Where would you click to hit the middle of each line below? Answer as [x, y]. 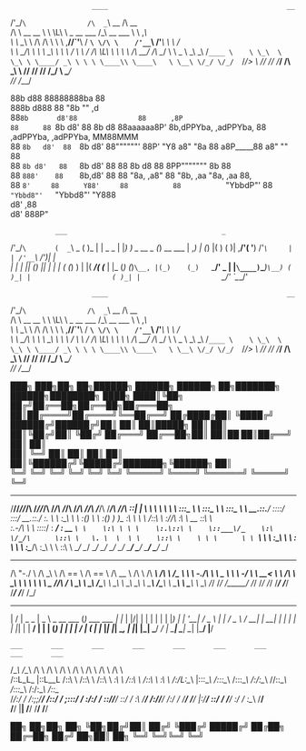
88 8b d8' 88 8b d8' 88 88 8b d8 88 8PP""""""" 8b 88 [121, 166]
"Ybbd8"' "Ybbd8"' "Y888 [63, 195]
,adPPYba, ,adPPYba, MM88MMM [74, 137]
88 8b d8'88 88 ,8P [97, 117]
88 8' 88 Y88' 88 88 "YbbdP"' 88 [142, 185]
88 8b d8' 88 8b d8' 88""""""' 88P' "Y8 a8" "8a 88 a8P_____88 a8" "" [149, 146]
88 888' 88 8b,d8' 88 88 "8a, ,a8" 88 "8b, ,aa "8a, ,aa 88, [131, 175]
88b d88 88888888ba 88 [58, 98]
